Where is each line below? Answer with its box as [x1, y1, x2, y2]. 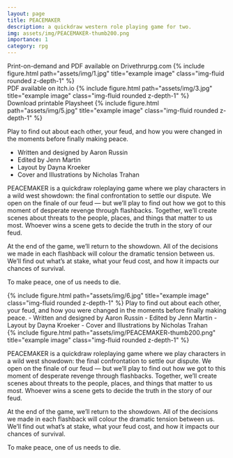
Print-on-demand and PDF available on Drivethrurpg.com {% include [7, 62, 205, 70]
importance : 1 [7, 36, 49, 43]
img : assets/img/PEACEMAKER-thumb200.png [7, 29, 130, 37]
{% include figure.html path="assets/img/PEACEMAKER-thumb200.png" [7, 329, 216, 337]
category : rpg [7, 43, 49, 50]
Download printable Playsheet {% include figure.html [7, 99, 159, 107]
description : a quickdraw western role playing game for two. [7, 23, 192, 30]
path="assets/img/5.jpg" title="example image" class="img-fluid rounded [7, 106, 218, 114]
